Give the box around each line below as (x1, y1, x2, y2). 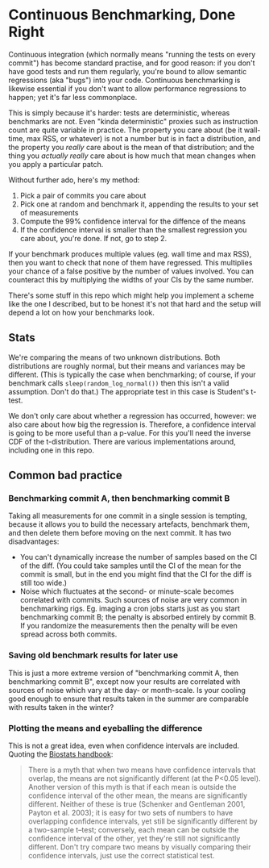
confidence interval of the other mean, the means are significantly (27, 791, 248, 800)
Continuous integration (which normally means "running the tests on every (8, 49, 256, 59)
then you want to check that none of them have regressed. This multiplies (8, 257, 253, 267)
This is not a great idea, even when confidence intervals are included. (8, 741, 240, 751)
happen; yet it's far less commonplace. (8, 92, 138, 102)
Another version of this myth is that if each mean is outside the (27, 782, 237, 792)
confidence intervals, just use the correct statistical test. (27, 851, 215, 861)
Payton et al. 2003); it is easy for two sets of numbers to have (27, 808, 234, 818)
